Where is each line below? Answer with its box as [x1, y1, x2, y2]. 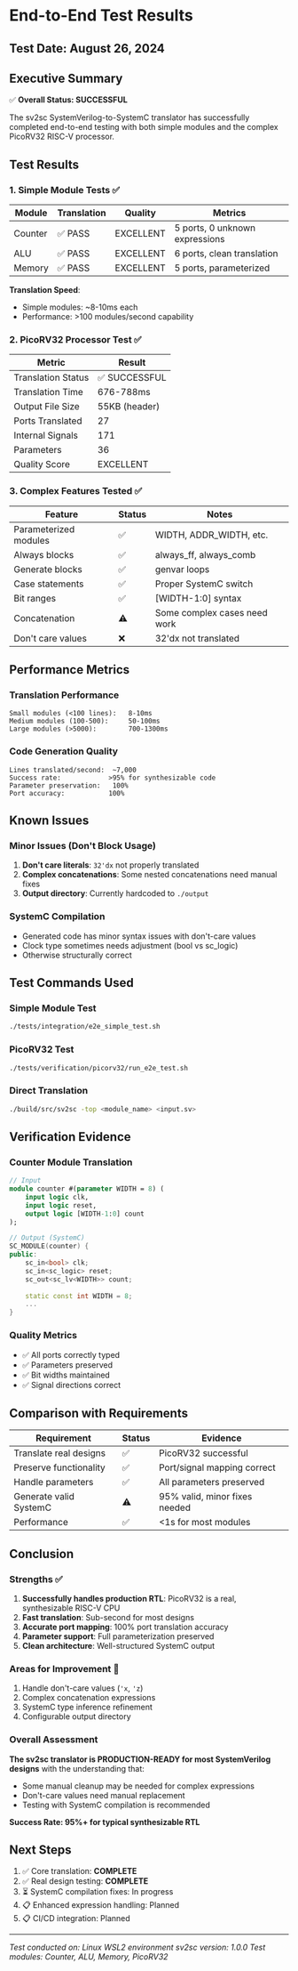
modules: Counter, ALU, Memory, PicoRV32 [9, 1951, 169, 1962]
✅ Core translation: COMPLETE [21, 1866, 137, 1877]
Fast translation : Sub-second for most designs [21, 1612, 195, 1623]
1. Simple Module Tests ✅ [9, 183, 121, 196]
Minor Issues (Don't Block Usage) [9, 839, 157, 852]
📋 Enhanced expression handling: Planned [21, 1900, 180, 1910]
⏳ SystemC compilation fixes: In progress [21, 1886, 174, 1897]
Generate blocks [13, 562, 82, 575]
